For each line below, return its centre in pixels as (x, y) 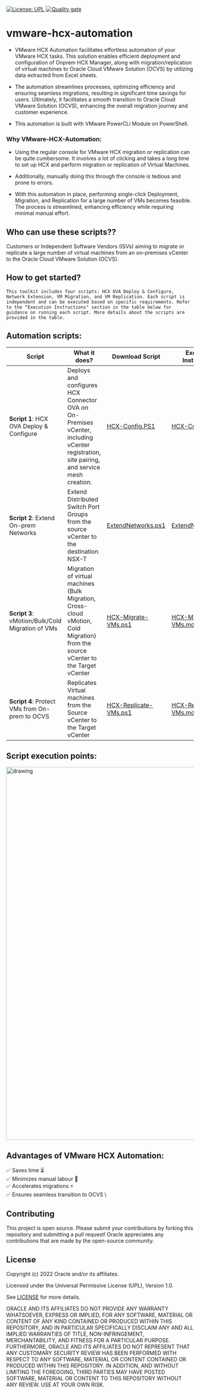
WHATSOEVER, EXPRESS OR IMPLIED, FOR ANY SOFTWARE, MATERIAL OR (99, 1315)
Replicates (82, 682)
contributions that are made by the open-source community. (80, 1241)
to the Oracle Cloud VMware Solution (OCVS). (62, 259)
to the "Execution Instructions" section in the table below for (89, 307)
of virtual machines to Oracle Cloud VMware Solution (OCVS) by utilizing (104, 69)
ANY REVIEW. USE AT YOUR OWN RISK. (55, 1385)
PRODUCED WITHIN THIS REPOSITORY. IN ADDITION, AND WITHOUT (93, 1366)
